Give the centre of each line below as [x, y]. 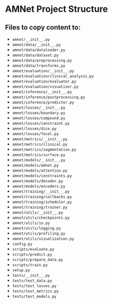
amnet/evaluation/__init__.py [43, 71]
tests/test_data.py [32, 281]
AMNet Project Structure [56, 9]
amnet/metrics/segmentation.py [44, 150]
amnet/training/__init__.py [41, 191]
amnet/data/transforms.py [39, 66]
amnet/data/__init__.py [37, 45]
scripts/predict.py [32, 255]
